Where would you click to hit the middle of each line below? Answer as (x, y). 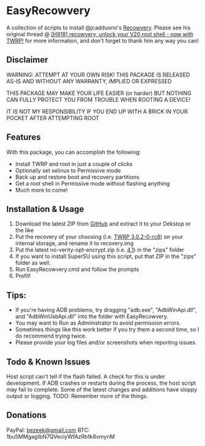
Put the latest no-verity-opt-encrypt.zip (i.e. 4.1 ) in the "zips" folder (100, 250)
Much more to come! (42, 190)
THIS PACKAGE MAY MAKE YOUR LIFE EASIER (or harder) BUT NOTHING (99, 93)
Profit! (23, 276)
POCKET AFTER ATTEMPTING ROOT (53, 118)
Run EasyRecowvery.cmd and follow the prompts (77, 270)
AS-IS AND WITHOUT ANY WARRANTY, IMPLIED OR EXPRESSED (89, 81)
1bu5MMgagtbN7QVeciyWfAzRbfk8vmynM (61, 436)
